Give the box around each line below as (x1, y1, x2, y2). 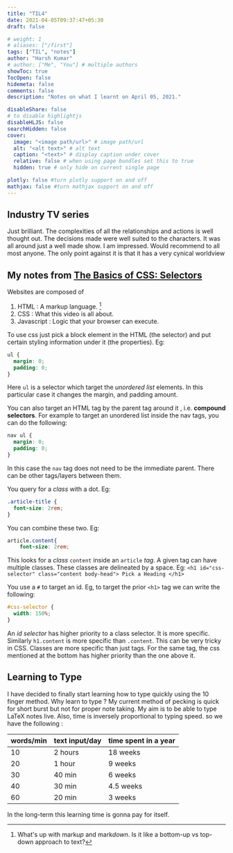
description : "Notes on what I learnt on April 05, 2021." (7, 94, 182, 101)
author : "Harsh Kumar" (7, 55, 73, 62)
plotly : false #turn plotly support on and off (7, 177, 148, 184)
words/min (10, 736, 47, 746)
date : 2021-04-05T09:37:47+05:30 (7, 17, 104, 24)
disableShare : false (7, 106, 67, 113)
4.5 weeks (108, 781, 143, 791)
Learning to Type (7, 671, 82, 683)
